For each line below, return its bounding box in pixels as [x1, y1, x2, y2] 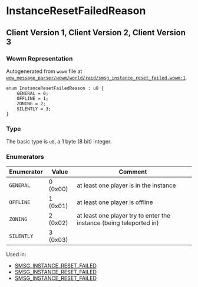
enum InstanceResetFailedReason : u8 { [6, 85, 104, 91]
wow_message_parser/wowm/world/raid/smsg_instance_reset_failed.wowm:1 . [6, 74, 187, 81]
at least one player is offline [77, 198, 153, 206]
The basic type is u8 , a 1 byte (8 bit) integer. [6, 138, 112, 145]
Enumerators [6, 153, 44, 161]
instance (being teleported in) [77, 219, 159, 227]
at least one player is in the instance [77, 181, 176, 189]
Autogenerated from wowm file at [6, 68, 82, 75]
